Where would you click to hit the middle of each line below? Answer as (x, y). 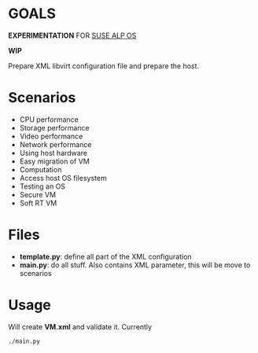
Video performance (51, 136)
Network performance (55, 144)
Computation (41, 169)
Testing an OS (42, 186)
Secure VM (38, 194)
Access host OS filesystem (63, 178)
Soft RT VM (38, 203)
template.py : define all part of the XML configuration (105, 256)
